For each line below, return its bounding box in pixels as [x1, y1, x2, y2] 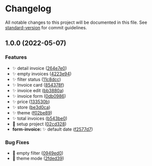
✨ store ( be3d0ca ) [12, 104, 51, 110]
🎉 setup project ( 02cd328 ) [12, 121, 67, 127]
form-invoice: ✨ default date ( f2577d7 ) [12, 126, 93, 132]
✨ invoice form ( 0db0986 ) [12, 93, 66, 99]
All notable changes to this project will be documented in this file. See [5, 19, 148, 25]
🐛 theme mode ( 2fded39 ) [12, 155, 64, 161]
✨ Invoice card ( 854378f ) [12, 82, 64, 88]
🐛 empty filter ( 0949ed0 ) [12, 150, 63, 156]
